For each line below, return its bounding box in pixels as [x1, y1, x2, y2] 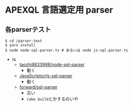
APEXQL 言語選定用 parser [5, 4, 113, 16]
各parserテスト [5, 25, 51, 34]
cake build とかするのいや [26, 96, 79, 102]
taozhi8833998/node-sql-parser [19, 62, 85, 67]
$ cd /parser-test [5, 38, 42, 43]
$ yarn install [5, 43, 36, 48]
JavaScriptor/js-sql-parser [19, 73, 73, 78]
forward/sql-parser [19, 84, 58, 90]
